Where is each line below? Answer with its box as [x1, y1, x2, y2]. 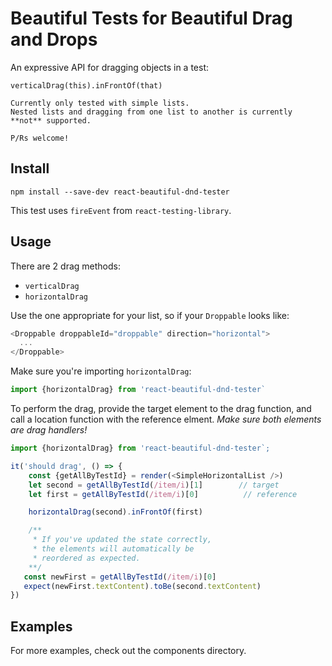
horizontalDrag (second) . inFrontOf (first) [28, 507, 203, 517]
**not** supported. [10, 115, 92, 126]
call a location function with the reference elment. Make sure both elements [10, 413, 322, 426]
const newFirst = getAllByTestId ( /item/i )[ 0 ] [23, 572, 217, 582]
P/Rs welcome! [10, 133, 70, 143]
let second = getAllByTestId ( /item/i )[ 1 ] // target [28, 480, 280, 490]
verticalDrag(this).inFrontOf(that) [10, 80, 163, 91]
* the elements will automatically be [32, 544, 195, 554]
